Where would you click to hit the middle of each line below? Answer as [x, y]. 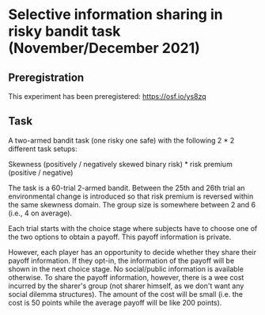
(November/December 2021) [104, 48]
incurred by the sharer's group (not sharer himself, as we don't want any [126, 286]
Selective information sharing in [115, 15]
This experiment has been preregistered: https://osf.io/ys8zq [108, 96]
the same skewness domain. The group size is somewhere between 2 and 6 [132, 204]
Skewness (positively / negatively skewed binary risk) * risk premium [121, 164]
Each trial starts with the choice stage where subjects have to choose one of [133, 228]
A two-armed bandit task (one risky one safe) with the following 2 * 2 [121, 140]
